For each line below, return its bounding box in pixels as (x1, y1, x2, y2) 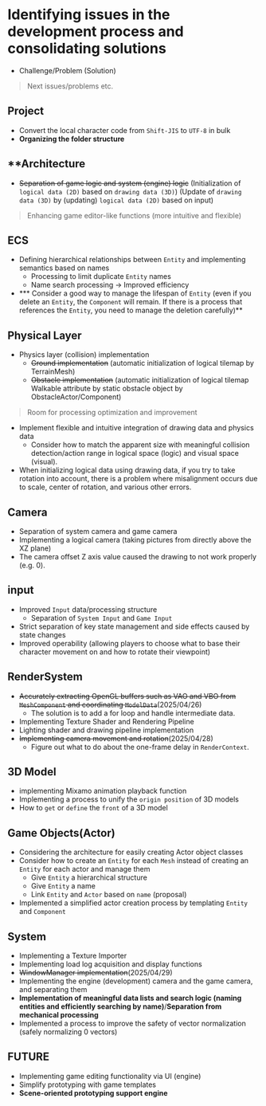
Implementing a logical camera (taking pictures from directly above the (18, 535, 252, 544)
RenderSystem (7, 670, 83, 684)
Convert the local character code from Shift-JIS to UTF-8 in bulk (18, 125, 231, 135)
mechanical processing (18, 1010, 99, 1020)
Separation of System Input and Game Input (30, 613, 173, 622)
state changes (18, 629, 66, 639)
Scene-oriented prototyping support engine (18, 1088, 168, 1097)
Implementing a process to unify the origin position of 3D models (18, 794, 240, 804)
